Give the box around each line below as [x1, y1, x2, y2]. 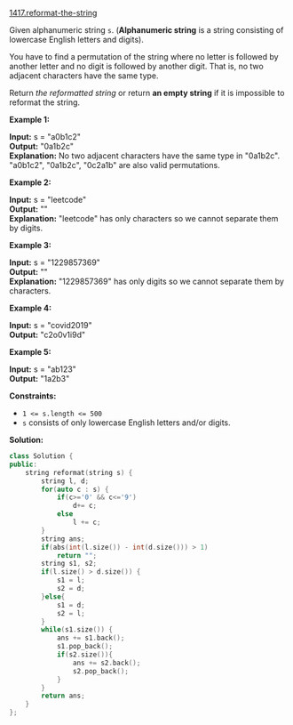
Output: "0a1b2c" [9, 141, 74, 151]
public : [9, 460, 38, 469]
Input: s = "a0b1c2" [9, 132, 82, 141]
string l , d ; [41, 476, 90, 486]
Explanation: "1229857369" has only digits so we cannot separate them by [9, 276, 284, 286]
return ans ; [41, 691, 86, 701]
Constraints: [9, 391, 57, 401]
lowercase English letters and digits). [9, 35, 144, 44]
